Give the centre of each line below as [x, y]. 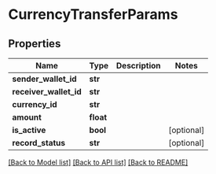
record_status [38, 143]
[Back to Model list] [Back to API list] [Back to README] [98, 162]
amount [27, 117]
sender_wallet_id [44, 79]
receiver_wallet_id [47, 92]
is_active [29, 130]
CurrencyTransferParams [93, 15]
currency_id [35, 104]
